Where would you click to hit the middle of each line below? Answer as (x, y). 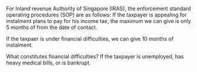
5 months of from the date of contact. (52, 27)
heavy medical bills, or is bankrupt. (49, 63)
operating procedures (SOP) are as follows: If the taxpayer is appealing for (96, 15)
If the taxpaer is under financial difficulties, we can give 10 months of (90, 39)
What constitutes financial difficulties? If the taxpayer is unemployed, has (95, 56)
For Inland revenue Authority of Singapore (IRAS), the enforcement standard (98, 9)
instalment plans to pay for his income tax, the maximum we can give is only (99, 21)
